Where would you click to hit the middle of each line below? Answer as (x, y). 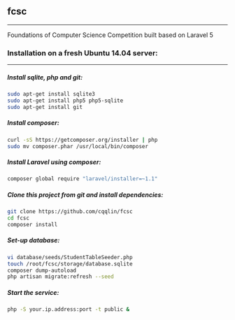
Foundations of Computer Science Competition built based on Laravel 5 (110, 35)
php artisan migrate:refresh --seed (60, 277)
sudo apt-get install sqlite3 (51, 94)
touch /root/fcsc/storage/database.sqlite (70, 264)
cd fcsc (19, 218)
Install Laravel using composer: (54, 162)
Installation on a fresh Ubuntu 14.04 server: (83, 53)
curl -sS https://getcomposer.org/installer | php (83, 140)
